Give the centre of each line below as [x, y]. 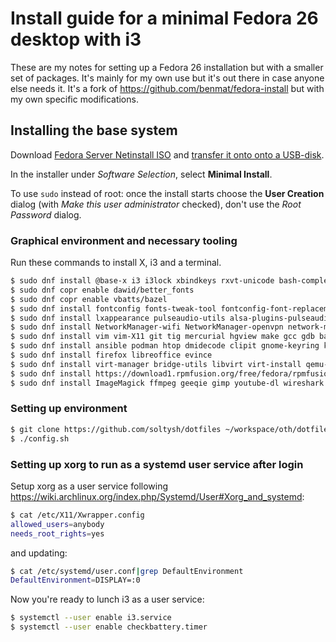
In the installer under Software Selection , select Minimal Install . [141, 174]
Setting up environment [69, 409]
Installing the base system [94, 130]
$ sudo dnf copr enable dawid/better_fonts [102, 290]
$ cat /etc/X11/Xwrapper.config [77, 515]
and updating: [39, 553]
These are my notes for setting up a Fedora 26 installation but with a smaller [167, 67]
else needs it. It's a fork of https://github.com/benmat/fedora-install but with [167, 88]
